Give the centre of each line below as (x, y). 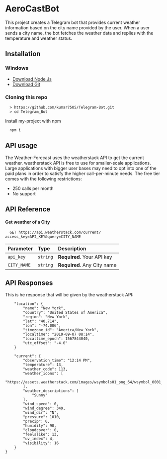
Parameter (20, 249)
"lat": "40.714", (41, 321)
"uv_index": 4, (39, 439)
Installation (23, 54)
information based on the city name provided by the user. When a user (78, 27)
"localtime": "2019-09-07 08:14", (59, 334)
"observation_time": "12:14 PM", (58, 361)
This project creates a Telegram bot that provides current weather (73, 22)
